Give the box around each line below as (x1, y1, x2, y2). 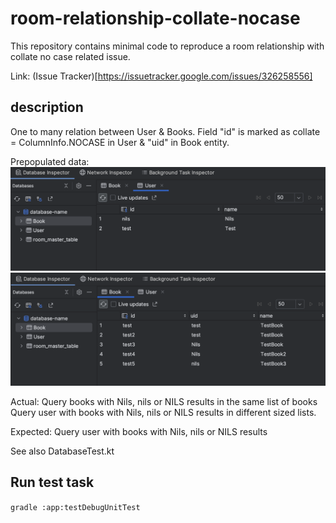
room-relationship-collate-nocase (10, 7, 301, 30)
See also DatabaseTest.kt (10, 445, 115, 457)
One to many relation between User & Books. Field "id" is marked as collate (10, 125, 321, 137)
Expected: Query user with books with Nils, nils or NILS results (10, 425, 268, 437)
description (10, 99, 84, 116)
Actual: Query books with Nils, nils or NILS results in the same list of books (10, 395, 318, 407)
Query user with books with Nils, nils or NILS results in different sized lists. (10, 406, 317, 418)
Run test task (10, 474, 95, 491)
